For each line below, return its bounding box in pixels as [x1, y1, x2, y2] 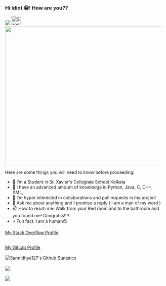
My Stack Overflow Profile [5, 230, 59, 236]
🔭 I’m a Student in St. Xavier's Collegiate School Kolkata [12, 179, 126, 185]
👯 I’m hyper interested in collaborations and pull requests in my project [12, 195, 156, 201]
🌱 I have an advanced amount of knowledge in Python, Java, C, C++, [12, 184, 153, 190]
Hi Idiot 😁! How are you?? [5, 4, 68, 11]
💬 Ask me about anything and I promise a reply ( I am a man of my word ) [12, 200, 161, 206]
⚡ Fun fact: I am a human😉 [12, 218, 68, 224]
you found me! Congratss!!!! [12, 213, 69, 219]
